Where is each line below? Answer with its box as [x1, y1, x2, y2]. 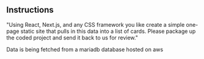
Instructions [6, 5, 54, 15]
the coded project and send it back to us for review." [6, 33, 139, 41]
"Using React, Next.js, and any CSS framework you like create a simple [6, 21, 185, 28]
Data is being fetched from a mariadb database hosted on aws [6, 46, 164, 53]
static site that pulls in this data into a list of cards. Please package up [20, 27, 196, 35]
